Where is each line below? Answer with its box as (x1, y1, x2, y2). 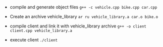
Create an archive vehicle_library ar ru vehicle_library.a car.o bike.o (9, 14, 159, 19)
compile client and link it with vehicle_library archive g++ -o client (9, 23, 147, 29)
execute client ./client (9, 37, 58, 43)
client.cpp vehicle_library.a (9, 28, 73, 33)
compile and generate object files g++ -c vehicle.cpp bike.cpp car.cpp (9, 4, 158, 10)
